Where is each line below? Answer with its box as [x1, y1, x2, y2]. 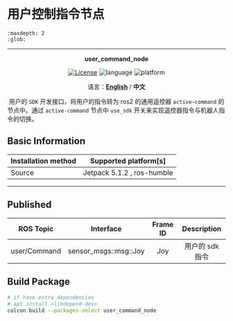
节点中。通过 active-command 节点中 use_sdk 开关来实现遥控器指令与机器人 [7, 106, 220, 114]
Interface [90, 224, 122, 233]
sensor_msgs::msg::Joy [68, 246, 145, 256]
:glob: [7, 36, 26, 42]
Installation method [10, 156, 76, 166]
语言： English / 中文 [87, 82, 146, 91]
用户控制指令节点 [7, 6, 105, 22]
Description [182, 224, 222, 233]
